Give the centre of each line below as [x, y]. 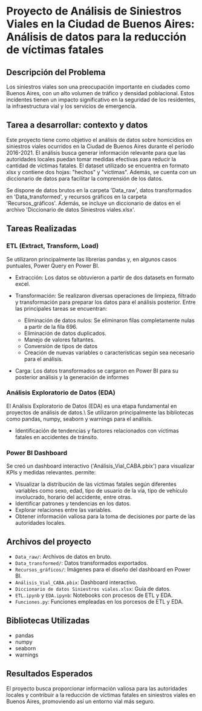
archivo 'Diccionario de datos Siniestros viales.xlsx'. [71, 209]
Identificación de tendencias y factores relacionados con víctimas [97, 430]
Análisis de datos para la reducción [96, 37]
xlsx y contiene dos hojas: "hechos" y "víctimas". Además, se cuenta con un [101, 172]
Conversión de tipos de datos [61, 346]
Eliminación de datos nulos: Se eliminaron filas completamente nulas [109, 320]
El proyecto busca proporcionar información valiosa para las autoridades [97, 688]
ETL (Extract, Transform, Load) [52, 246]
